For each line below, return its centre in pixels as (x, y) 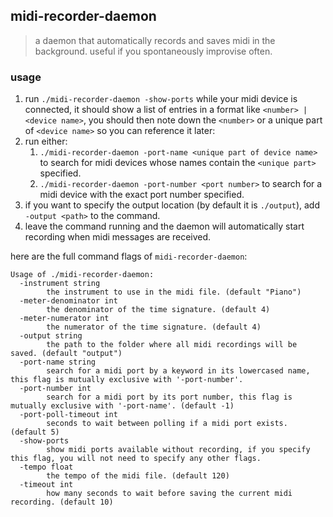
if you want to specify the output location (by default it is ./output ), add (172, 205)
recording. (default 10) (62, 502)
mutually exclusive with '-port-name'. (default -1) (122, 406)
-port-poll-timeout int (68, 415)
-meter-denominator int (68, 301)
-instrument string (60, 284)
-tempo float (46, 467)
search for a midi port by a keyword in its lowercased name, (178, 371)
